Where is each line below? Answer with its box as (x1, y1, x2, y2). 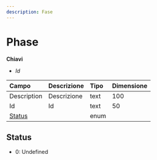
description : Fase (6, 9, 53, 15)
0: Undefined (15, 148, 49, 156)
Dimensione (111, 82, 148, 90)
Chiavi (6, 55, 23, 63)
